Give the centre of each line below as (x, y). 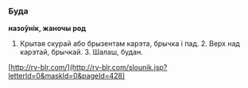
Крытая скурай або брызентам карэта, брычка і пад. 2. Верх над (130, 44)
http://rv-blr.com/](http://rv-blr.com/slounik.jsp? (89, 67)
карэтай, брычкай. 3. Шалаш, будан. (81, 52)
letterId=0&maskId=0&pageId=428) (67, 76)
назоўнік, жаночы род (47, 29)
